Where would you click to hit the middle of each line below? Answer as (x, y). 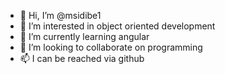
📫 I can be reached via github (82, 58)
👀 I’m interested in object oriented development (117, 26)
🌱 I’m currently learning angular (84, 36)
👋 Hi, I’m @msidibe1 (60, 15)
